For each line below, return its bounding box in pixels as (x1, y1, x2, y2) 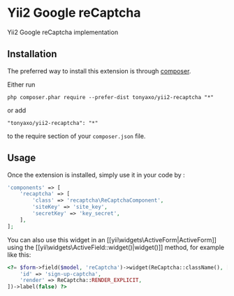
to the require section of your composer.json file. (7, 131, 146, 140)
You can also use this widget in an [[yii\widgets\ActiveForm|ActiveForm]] (7, 235, 217, 244)
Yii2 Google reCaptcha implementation (7, 28, 119, 36)
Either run (7, 80, 36, 89)
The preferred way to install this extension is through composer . (7, 66, 191, 75)
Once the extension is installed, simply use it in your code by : (7, 170, 185, 179)
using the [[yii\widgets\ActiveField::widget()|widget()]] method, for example (7, 243, 225, 251)
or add (7, 106, 27, 114)
